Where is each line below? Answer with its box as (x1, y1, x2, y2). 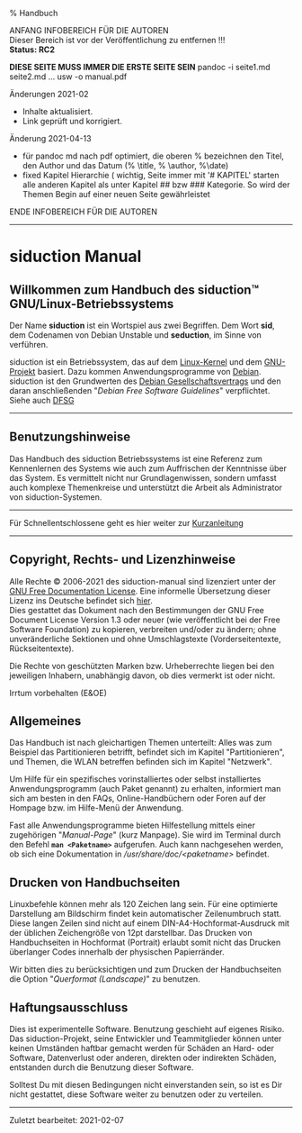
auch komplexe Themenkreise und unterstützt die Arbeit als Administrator (9, 482, 283, 493)
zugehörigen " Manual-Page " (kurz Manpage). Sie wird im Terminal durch (9, 829, 281, 840)
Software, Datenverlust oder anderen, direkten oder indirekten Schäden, (9, 1053, 277, 1064)
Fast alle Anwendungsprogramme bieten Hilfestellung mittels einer (9, 820, 256, 831)
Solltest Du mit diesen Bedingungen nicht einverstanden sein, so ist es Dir (9, 1080, 283, 1091)
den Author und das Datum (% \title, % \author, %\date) (22, 160, 229, 170)
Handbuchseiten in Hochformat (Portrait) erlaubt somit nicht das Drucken (9, 937, 281, 948)
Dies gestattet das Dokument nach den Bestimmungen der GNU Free (9, 604, 265, 615)
